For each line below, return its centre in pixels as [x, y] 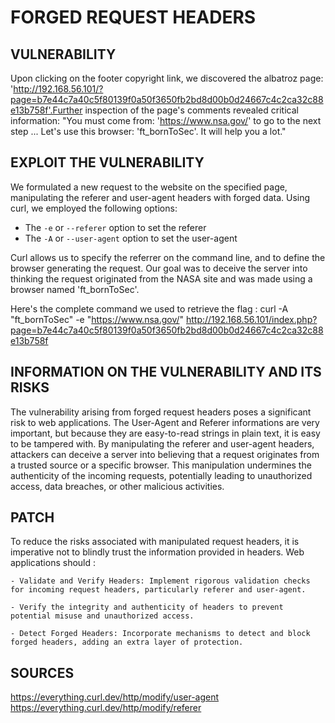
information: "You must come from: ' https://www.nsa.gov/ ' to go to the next [166, 120]
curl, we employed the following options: [94, 208]
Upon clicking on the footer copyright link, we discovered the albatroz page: [167, 78]
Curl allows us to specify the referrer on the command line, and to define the [168, 257]
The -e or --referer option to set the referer [115, 227]
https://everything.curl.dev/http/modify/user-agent [115, 697]
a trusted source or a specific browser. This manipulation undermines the [161, 465]
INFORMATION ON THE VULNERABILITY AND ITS [166, 372]
